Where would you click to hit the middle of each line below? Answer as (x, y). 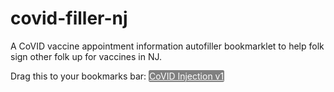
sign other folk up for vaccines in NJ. (86, 56)
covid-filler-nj (69, 18)
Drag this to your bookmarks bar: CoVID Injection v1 (117, 76)
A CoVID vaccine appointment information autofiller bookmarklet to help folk (167, 46)
